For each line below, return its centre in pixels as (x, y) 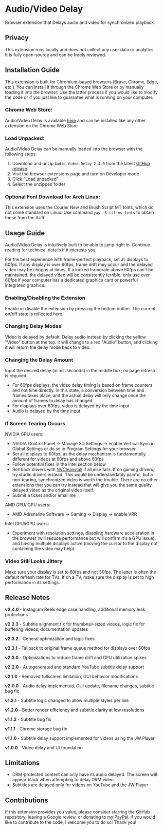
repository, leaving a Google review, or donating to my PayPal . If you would (80, 817)
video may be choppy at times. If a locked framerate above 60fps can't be (79, 270)
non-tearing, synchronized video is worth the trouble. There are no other (85, 480)
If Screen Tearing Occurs (35, 424)
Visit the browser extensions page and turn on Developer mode (76, 174)
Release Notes (27, 598)
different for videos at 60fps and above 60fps (58, 459)
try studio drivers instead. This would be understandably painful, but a (82, 475)
